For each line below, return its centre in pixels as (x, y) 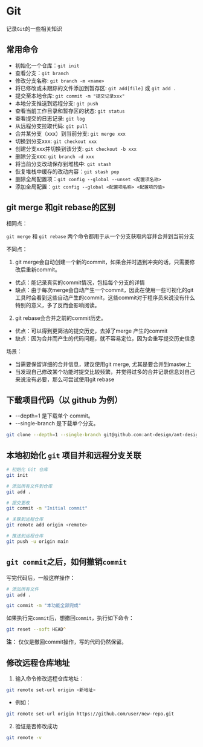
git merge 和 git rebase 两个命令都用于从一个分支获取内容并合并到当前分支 (100, 236)
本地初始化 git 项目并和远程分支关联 (74, 455)
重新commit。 (43, 269)
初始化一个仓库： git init (47, 65)
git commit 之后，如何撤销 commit (66, 562)
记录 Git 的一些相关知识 (34, 28)
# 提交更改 (18, 503)
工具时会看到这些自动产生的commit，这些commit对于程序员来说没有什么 (105, 297)
